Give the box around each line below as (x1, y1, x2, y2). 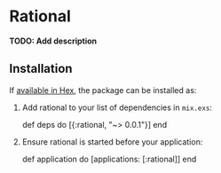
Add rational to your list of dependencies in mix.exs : (21, 102, 213, 113)
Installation (9, 61, 73, 76)
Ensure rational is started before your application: (21, 136, 203, 147)
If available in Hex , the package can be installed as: (9, 84, 197, 95)
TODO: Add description (9, 35, 98, 46)
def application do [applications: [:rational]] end (21, 153, 197, 164)
